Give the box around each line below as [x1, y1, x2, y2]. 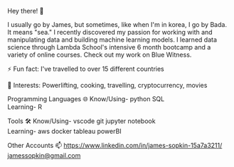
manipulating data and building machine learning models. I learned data [7, 35, 217, 44]
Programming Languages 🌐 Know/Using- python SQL [7, 95, 165, 103]
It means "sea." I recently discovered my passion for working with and [7, 28, 213, 36]
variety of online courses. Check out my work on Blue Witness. [7, 50, 192, 59]
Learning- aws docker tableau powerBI [7, 127, 122, 135]
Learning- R [7, 103, 43, 111]
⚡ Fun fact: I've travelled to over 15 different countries [7, 64, 165, 73]
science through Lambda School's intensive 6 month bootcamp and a [7, 43, 211, 51]
